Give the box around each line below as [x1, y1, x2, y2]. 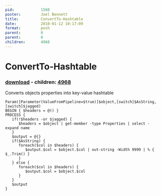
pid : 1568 [5, 7, 50, 12]
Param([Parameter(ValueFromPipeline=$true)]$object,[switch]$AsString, [5, 100, 157, 105]
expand [5, 126, 19, 131]
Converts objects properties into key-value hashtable [5, 90, 114, 96]
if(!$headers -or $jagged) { [11, 117, 72, 122]
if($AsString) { [11, 138, 46, 144]
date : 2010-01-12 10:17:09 [5, 21, 83, 26]
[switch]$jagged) [5, 104, 41, 109]
